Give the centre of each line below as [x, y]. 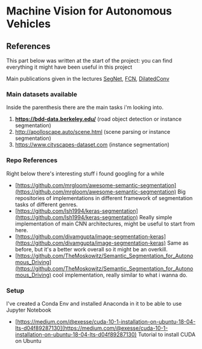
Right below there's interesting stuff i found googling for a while [85, 174]
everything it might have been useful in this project [69, 67]
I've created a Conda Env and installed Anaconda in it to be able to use [94, 303]
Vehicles [29, 24]
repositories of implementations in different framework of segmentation [104, 198]
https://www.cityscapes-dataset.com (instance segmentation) [92, 145]
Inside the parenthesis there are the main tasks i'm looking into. [85, 107]
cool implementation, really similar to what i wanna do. [120, 275]
